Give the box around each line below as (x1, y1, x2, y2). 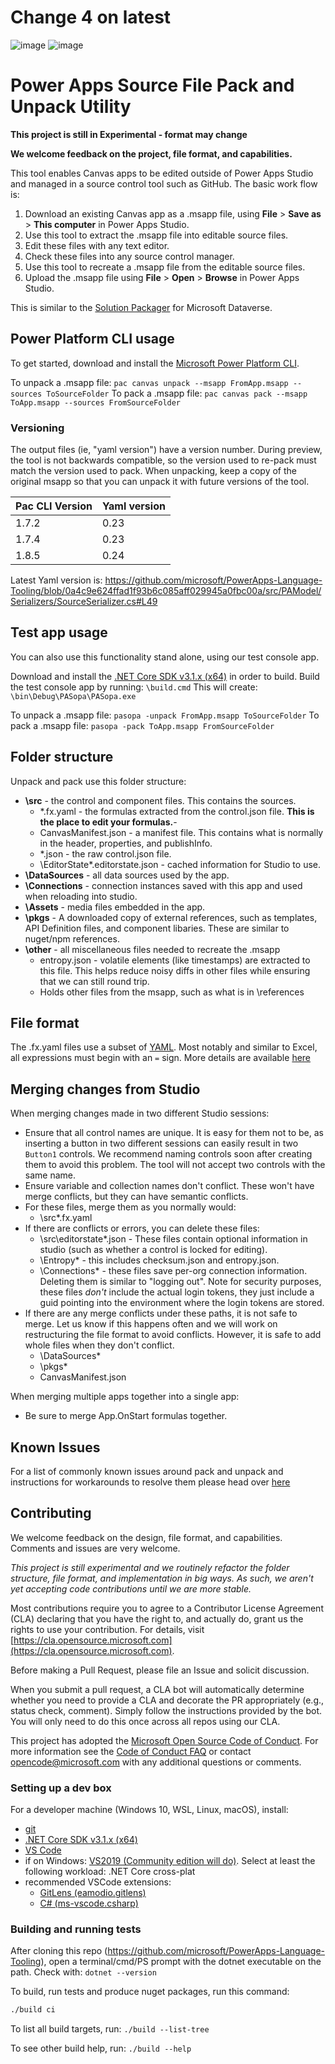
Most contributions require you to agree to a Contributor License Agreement (10, 1602, 324, 1614)
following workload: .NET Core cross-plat (24, 1866, 196, 1878)
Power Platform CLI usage (10, 331, 175, 348)
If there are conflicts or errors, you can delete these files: (24, 1222, 260, 1235)
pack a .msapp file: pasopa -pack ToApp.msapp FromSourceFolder (10, 719, 275, 731)
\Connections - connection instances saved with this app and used (24, 879, 303, 891)
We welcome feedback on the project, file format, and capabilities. (10, 147, 293, 160)
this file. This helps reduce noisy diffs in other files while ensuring (39, 964, 311, 976)
